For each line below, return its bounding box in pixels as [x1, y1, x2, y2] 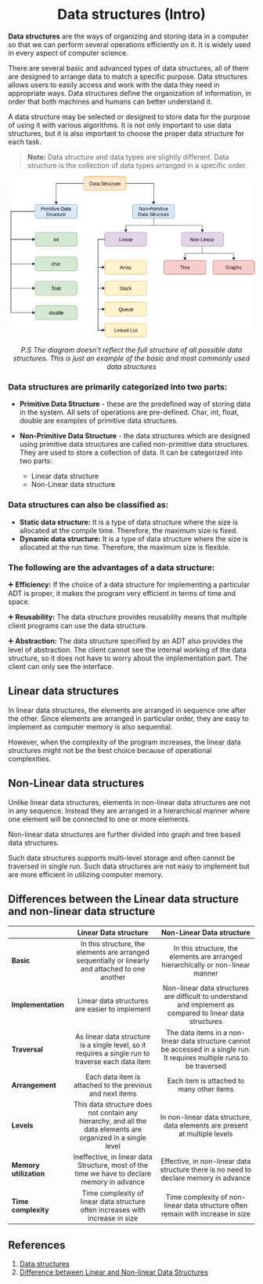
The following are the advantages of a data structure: [8, 562, 215, 572]
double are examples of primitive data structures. [19, 416, 178, 426]
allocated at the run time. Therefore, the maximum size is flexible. [19, 542, 231, 551]
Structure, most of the [77, 1161, 149, 1170]
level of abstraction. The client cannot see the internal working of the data [8, 645, 247, 654]
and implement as [177, 1000, 235, 1010]
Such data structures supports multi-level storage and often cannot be [8, 853, 236, 862]
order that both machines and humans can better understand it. [8, 97, 213, 106]
